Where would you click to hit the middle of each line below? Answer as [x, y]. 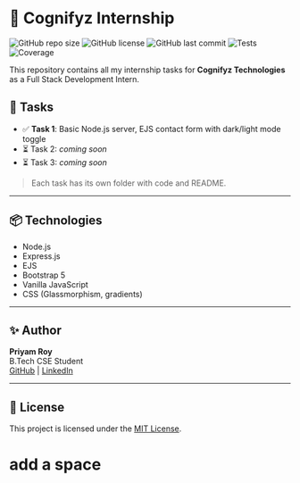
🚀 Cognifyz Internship [92, 18]
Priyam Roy [31, 352]
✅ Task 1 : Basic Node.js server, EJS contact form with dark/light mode [151, 129]
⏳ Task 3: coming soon [64, 162]
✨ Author [36, 330]
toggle [34, 138]
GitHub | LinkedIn [41, 371]
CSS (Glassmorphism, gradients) [82, 294]
